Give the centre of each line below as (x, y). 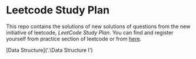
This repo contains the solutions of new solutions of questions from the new (98, 26)
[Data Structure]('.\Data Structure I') (49, 50)
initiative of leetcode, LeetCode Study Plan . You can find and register (90, 32)
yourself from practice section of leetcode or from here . (74, 39)
